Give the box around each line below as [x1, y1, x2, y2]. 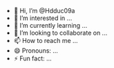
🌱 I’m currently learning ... [13, 22, 88, 29]
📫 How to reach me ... [13, 37, 78, 44]
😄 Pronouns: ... [13, 46, 59, 55]
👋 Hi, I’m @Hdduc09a [13, 7, 75, 15]
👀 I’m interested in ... [13, 14, 73, 22]
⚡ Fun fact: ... [13, 54, 52, 62]
